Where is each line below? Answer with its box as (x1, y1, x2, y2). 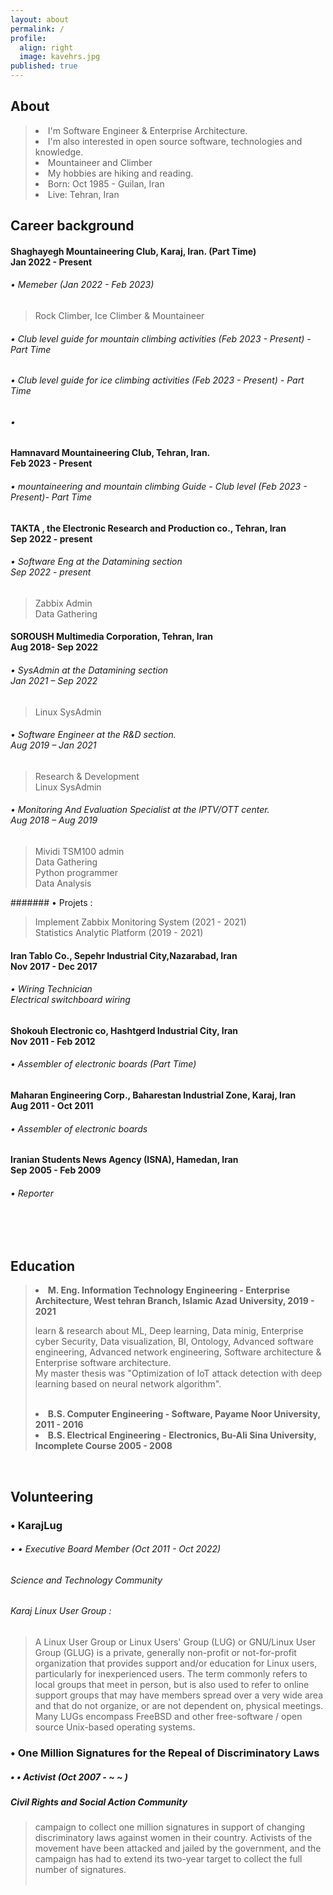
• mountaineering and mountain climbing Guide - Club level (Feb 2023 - (10, 481, 308, 493)
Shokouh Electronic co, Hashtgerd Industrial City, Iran (10, 1024, 239, 1036)
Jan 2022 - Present (10, 256, 93, 268)
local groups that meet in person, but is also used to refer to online (34, 1678, 310, 1690)
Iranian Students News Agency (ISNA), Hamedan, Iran (10, 1154, 239, 1166)
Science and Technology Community (10, 1574, 163, 1586)
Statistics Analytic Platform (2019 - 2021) (34, 927, 204, 939)
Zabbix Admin (34, 597, 93, 609)
